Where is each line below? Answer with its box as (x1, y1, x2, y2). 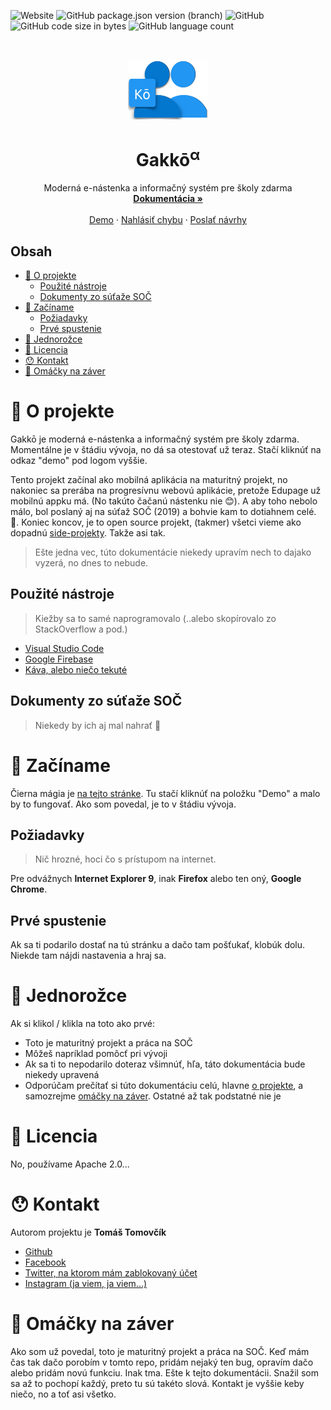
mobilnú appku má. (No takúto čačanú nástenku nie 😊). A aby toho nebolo (10, 495, 318, 507)
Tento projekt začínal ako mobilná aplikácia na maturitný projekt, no (10, 474, 288, 486)
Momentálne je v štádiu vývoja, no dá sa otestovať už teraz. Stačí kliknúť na (10, 444, 322, 456)
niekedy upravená (24, 1069, 100, 1081)
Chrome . (10, 883, 48, 895)
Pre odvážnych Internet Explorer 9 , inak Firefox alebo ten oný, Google (10, 873, 302, 885)
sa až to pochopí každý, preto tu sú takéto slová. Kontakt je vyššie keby (10, 1377, 305, 1389)
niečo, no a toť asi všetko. (10, 1388, 117, 1400)
